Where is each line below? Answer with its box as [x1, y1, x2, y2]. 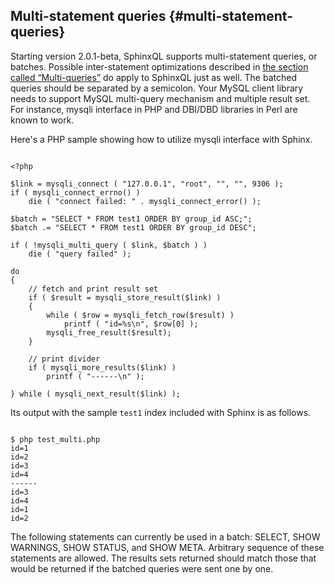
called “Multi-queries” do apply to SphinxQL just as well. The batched [10, 71, 297, 83]
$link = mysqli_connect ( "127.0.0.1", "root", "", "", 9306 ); [10, 179, 284, 189]
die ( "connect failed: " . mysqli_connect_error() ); [28, 196, 262, 206]
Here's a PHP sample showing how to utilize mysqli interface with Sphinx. [10, 133, 313, 145]
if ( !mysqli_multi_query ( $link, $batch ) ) [10, 240, 208, 250]
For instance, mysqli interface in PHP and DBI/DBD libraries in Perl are [10, 103, 298, 115]
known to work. [10, 114, 75, 126]
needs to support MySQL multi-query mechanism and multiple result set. [10, 92, 311, 104]
